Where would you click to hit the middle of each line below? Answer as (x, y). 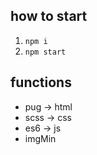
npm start (45, 52)
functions (41, 82)
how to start (49, 16)
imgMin (40, 138)
